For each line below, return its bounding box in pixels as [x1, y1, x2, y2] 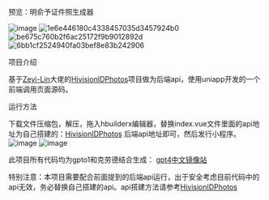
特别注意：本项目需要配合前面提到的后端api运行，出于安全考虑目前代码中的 [8, 172, 260, 181]
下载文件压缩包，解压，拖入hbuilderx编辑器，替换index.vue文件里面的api [8, 119, 253, 128]
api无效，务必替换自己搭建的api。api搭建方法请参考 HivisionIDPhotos [8, 182, 237, 192]
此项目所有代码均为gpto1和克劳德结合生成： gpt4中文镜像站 [8, 155, 207, 164]
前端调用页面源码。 [8, 84, 73, 94]
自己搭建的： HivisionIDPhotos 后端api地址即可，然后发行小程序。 [22, 129, 241, 138]
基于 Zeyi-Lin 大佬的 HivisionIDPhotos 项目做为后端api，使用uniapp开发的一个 [8, 74, 261, 83]
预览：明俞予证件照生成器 [8, 7, 94, 16]
